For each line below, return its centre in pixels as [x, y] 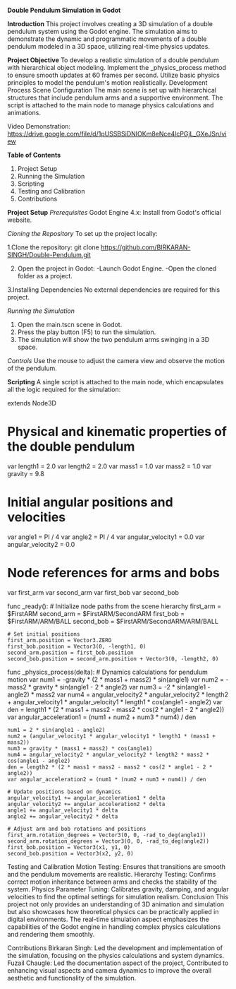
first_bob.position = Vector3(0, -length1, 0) [77, 646]
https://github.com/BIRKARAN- [146, 247]
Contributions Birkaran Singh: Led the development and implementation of [115, 948]
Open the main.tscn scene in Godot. [70, 325]
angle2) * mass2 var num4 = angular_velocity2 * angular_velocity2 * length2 [118, 694]
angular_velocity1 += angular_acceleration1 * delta [86, 798]
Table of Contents [34, 155]
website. [20, 220]
